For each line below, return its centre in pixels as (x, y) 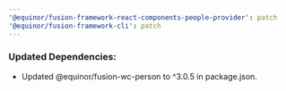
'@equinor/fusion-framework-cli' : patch (85, 26)
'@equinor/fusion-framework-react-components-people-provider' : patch (143, 17)
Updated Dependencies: (63, 57)
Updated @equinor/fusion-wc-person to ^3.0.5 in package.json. (139, 76)
